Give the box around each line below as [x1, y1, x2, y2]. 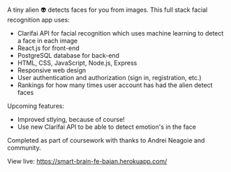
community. [7, 143, 41, 152]
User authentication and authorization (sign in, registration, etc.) [17, 74, 202, 81]
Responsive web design [17, 66, 87, 75]
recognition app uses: [7, 16, 70, 24]
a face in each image [17, 37, 78, 45]
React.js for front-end [17, 44, 80, 52]
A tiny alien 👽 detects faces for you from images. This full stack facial [7, 6, 208, 14]
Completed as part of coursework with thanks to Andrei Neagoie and [7, 136, 205, 144]
